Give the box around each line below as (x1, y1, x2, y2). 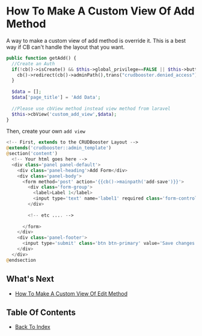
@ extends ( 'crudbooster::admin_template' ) (6, 145, 112, 151)
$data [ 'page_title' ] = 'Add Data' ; (11, 95, 101, 101)
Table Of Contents (6, 307, 76, 317)
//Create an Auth (11, 60, 55, 67)
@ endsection (6, 257, 36, 263)
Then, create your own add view (6, 128, 86, 135)
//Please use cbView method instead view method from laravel (11, 106, 171, 112)
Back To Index (14, 323, 50, 331)
